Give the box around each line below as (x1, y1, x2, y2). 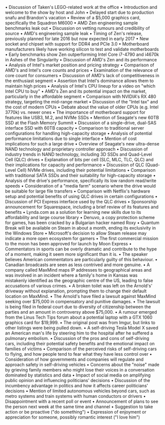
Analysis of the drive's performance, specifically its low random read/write (5, 178, 157, 184)
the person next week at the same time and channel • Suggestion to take (5, 404, 153, 410)
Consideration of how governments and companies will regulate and (5, 356, 144, 362)
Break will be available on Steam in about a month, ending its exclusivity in (5, 225, 156, 231)
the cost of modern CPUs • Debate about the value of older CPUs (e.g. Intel (5, 104, 159, 110)
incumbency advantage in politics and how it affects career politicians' (5, 383, 148, 388)
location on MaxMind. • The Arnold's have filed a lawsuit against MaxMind (5, 293, 156, 299)
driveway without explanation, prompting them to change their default (5, 288, 147, 294)
